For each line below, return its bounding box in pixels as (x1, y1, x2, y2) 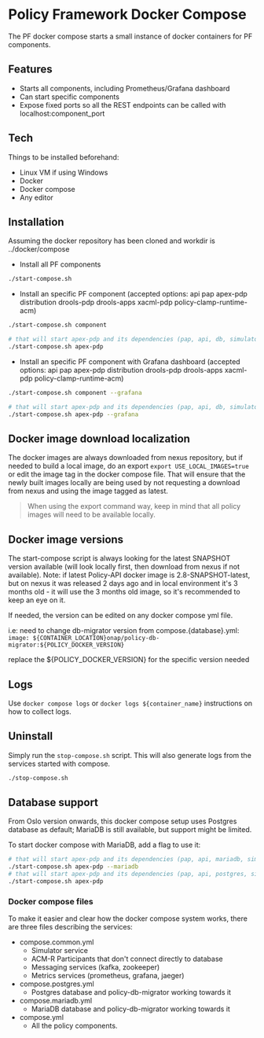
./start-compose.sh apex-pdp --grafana (8, 410, 139, 418)
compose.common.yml (19, 937, 94, 947)
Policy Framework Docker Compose (8, 6, 247, 24)
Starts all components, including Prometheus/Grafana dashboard (19, 83, 230, 93)
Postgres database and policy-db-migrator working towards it (31, 988, 232, 997)
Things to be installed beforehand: (8, 152, 119, 162)
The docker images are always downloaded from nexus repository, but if (8, 453, 244, 462)
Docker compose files (8, 896, 94, 907)
